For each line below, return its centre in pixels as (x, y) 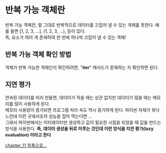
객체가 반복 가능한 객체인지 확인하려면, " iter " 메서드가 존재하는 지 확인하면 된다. (82, 67)
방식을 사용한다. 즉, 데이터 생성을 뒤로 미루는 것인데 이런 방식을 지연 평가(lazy (79, 128)
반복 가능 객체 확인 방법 (38, 54)
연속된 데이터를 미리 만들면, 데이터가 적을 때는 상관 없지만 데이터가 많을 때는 (79, 97)
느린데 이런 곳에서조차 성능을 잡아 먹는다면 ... (49, 116)
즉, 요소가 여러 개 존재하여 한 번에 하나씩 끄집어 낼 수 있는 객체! (66, 37)
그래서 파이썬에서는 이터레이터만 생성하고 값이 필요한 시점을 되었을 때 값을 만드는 (83, 122)
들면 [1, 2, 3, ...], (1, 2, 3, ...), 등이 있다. (48, 31)
